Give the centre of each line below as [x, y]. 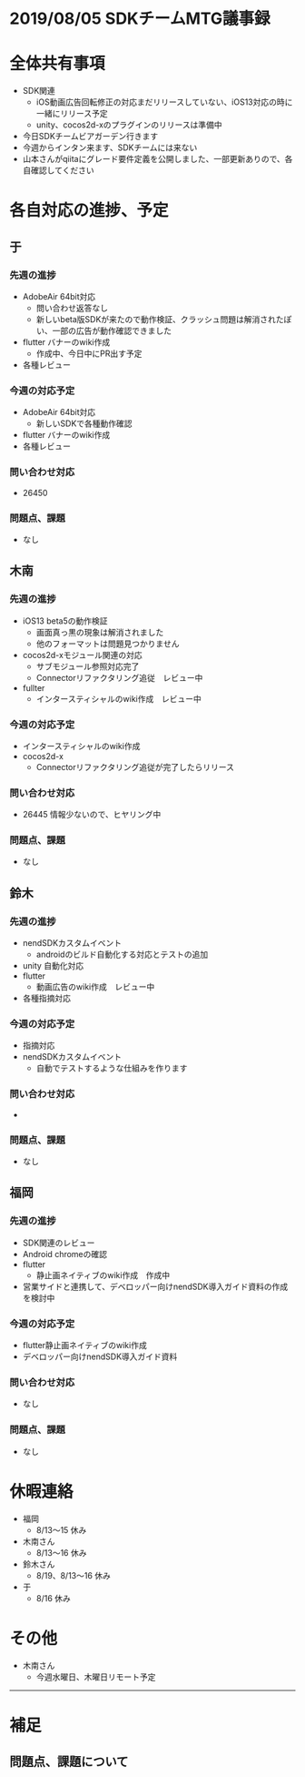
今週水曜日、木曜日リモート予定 [96, 1677]
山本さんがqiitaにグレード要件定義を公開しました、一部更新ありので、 [154, 159]
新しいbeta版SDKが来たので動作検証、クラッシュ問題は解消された [160, 319]
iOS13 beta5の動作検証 [65, 621]
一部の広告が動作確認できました [112, 330]
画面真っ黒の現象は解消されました [100, 632]
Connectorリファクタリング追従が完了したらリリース [135, 767]
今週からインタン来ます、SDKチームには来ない [110, 147]
